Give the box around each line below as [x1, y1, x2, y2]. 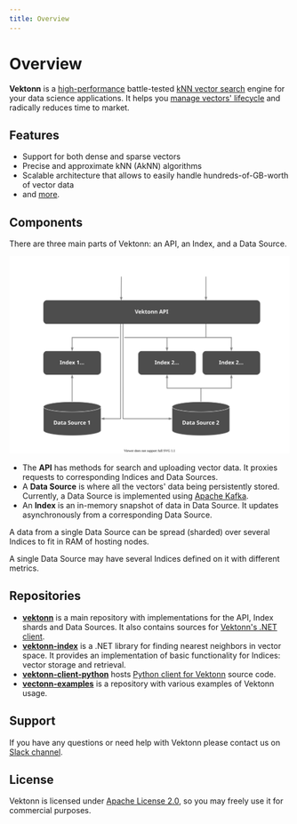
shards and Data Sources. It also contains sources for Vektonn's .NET [21, 621, 277, 632]
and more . [21, 189, 60, 200]
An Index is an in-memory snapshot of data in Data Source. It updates [21, 500, 279, 511]
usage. [21, 687, 48, 698]
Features [9, 127, 60, 142]
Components [9, 214, 83, 230]
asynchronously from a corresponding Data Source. [21, 509, 213, 520]
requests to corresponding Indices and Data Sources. [21, 472, 219, 483]
